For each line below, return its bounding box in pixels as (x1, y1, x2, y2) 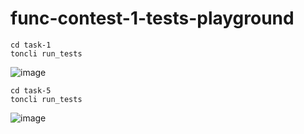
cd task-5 (10, 85, 52, 96)
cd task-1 (10, 40, 52, 50)
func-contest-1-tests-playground (10, 7, 295, 30)
